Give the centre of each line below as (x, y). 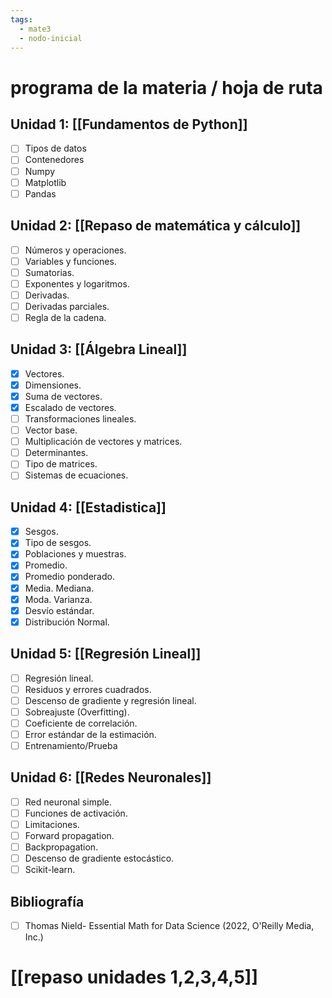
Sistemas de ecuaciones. (76, 475)
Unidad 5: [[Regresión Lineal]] (106, 654)
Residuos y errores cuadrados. (88, 689)
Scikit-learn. (50, 870)
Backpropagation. (61, 847)
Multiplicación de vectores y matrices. (103, 442)
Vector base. (51, 430)
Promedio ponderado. (69, 577)
